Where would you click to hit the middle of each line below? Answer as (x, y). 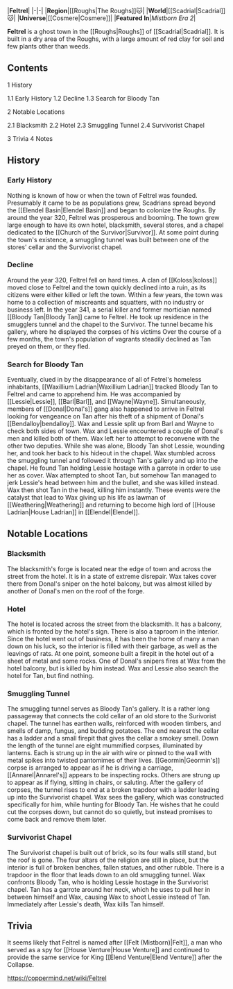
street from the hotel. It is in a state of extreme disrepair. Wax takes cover (112, 576)
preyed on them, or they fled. (49, 346)
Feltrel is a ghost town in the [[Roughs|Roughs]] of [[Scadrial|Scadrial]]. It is (116, 32)
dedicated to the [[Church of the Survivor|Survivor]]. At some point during (113, 232)
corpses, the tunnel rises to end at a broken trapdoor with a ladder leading (113, 790)
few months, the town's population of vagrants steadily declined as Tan (109, 339)
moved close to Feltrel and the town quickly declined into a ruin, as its (107, 287)
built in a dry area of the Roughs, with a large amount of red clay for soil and (116, 39)
